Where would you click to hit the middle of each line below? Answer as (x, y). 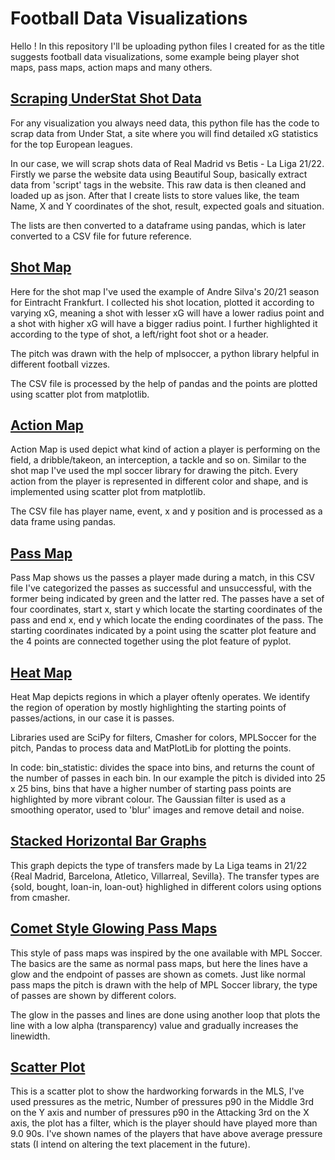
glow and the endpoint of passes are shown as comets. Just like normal (158, 974)
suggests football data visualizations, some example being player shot (155, 56)
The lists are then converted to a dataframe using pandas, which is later (158, 225)
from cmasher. (40, 897)
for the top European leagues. (71, 144)
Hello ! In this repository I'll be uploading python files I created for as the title (167, 46)
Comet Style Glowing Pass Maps (114, 928)
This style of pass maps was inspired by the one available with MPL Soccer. (166, 953)
